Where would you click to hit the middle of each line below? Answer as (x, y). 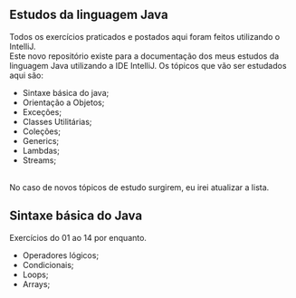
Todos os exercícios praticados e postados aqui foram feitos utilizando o (145, 36)
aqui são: (26, 75)
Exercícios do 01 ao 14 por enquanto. (78, 237)
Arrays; (36, 284)
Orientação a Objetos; (63, 102)
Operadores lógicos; (61, 255)
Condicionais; (48, 264)
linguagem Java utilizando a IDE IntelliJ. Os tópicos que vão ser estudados (148, 65)
